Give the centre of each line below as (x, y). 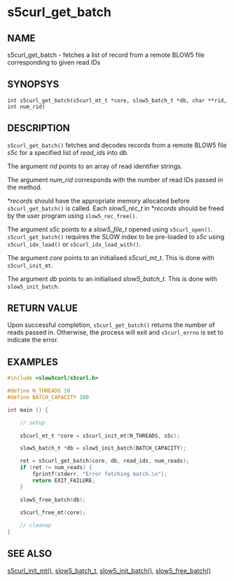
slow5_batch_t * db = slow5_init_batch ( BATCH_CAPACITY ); (103, 448)
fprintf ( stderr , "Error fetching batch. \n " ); (100, 474)
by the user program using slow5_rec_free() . (73, 215)
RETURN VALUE (43, 308)
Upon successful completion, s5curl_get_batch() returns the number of (111, 325)
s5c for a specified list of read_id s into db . (68, 152)
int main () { (28, 410)
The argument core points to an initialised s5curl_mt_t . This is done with (111, 257)
